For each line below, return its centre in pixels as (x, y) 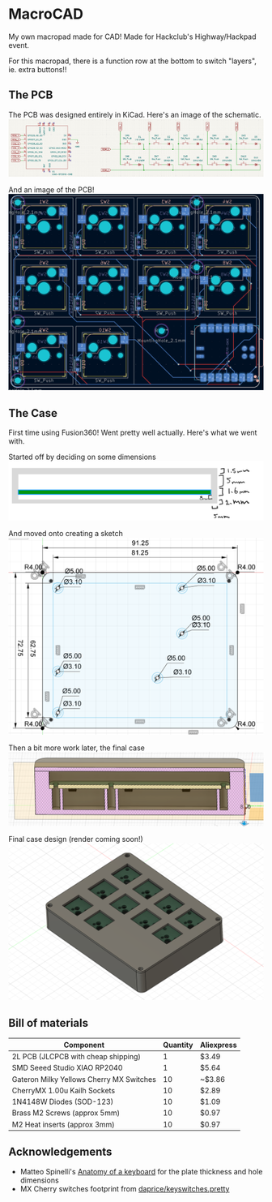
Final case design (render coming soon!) (76, 839)
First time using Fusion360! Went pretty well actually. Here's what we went (133, 433)
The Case (33, 413)
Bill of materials (49, 1023)
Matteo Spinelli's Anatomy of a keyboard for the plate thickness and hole (141, 1171)
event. (19, 45)
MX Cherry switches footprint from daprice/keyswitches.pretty (125, 1188)
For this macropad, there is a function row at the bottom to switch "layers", (133, 61)
